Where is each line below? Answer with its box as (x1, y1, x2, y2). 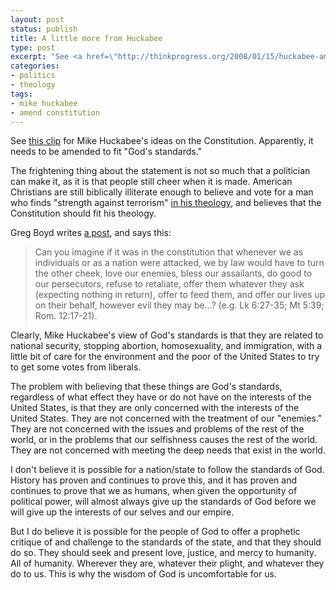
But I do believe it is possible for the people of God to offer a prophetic (10, 526, 301, 538)
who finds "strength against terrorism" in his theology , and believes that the (10, 197, 322, 209)
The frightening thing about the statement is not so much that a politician (10, 165, 311, 177)
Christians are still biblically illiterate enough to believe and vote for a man (10, 186, 314, 198)
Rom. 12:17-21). (34, 310, 98, 322)
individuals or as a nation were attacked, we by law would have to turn (34, 257, 325, 269)
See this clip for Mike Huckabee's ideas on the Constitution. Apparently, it (10, 135, 314, 147)
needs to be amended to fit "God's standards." (10, 146, 203, 158)
